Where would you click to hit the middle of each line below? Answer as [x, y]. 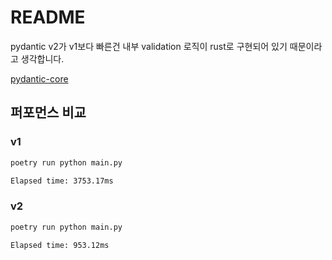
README [48, 17]
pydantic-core [39, 78]
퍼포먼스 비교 [48, 112]
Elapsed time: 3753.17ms [62, 181]
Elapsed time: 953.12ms [60, 245]
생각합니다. [42, 58]
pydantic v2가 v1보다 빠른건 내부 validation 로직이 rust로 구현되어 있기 [149, 46]
